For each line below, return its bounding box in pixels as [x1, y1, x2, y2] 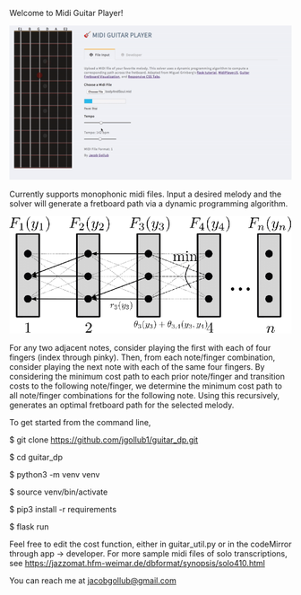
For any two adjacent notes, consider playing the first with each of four [9, 343, 271, 354]
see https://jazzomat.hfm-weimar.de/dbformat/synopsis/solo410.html [9, 558, 266, 569]
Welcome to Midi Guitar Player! [9, 8, 124, 18]
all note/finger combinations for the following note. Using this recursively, [9, 390, 280, 401]
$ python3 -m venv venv [9, 469, 100, 480]
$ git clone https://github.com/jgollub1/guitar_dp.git [9, 434, 199, 445]
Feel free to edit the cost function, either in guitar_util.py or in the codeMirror [9, 538, 292, 550]
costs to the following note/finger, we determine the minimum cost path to [9, 381, 282, 391]
